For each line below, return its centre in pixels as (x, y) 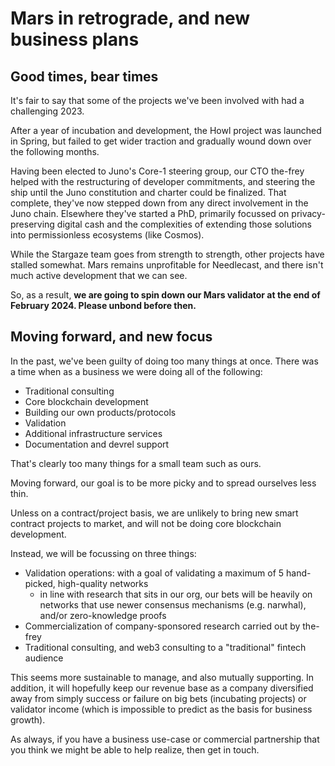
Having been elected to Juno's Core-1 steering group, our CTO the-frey (157, 171)
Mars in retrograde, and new (130, 18)
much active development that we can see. (99, 275)
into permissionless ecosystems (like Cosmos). (107, 235)
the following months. (55, 151)
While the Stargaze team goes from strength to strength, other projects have (167, 254)
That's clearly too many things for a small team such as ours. (136, 463)
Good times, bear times (84, 76)
